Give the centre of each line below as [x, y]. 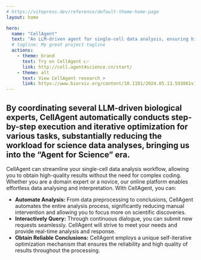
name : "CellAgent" [35, 33]
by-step [21, 126]
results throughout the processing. [57, 250]
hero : [13, 28]
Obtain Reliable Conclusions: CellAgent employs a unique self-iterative [103, 237]
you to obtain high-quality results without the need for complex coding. [94, 175]
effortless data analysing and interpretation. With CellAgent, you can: [91, 188]
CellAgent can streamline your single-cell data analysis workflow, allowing [98, 169]
